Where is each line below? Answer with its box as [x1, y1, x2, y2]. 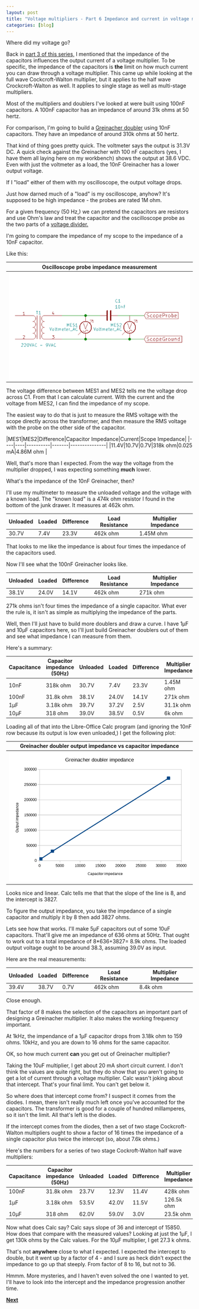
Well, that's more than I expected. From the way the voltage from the [6, 460, 174, 467]
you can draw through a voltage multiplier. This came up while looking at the [6, 70, 192, 77]
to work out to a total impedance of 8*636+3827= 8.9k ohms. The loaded [6, 937, 187, 945]
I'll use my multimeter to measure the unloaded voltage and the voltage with [6, 489, 192, 496]
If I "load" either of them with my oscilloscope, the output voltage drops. [6, 179, 182, 186]
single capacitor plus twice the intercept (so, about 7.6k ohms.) [6, 1135, 160, 1143]
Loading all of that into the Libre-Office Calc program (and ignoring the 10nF [6, 723, 192, 730]
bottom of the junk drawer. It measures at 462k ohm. [6, 502, 135, 509]
